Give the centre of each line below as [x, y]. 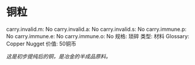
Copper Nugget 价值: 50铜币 [41, 44]
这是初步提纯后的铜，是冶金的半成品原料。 [59, 56]
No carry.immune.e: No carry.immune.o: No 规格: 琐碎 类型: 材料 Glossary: [98, 36]
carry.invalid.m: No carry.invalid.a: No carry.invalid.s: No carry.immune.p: [96, 29]
